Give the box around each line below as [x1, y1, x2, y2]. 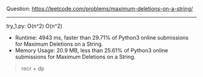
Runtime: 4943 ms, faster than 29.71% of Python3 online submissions [14, 34, 189, 41]
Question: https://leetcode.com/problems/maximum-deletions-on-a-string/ [6, 5, 193, 12]
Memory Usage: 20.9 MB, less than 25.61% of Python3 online [14, 47, 169, 54]
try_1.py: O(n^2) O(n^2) [6, 22, 63, 29]
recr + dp [21, 65, 45, 72]
